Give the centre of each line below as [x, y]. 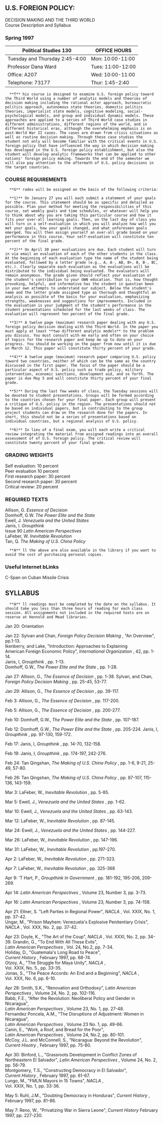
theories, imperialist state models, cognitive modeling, [65, 112]
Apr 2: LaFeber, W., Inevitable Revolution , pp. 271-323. [60, 859]
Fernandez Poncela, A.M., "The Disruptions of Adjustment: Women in [74, 1014]
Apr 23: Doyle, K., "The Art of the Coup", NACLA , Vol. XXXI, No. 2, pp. [76, 937]
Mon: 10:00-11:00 [113, 59]
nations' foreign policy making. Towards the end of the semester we [77, 159]
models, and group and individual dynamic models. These [95, 116]
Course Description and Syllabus [38, 25]
